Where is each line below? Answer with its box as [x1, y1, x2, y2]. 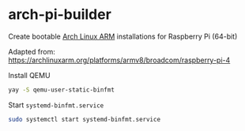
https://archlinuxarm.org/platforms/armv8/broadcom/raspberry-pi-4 [8, 55, 231, 65]
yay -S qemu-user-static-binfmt [8, 85, 115, 94]
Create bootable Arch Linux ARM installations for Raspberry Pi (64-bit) [8, 32, 238, 41]
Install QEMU [8, 70, 51, 80]
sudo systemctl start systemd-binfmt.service [8, 115, 160, 123]
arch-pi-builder [8, 6, 112, 24]
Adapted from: [8, 47, 55, 56]
